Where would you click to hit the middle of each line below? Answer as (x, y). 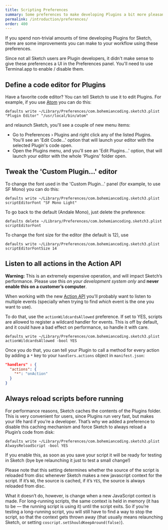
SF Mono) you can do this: (32, 189)
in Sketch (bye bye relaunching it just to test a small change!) (68, 460)
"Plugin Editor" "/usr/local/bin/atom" (47, 116)
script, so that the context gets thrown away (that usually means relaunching (84, 517)
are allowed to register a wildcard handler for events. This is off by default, (82, 322)
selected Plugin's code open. (42, 145)
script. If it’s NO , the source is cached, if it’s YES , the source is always (75, 480)
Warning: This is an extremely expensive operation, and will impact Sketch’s (84, 276)
